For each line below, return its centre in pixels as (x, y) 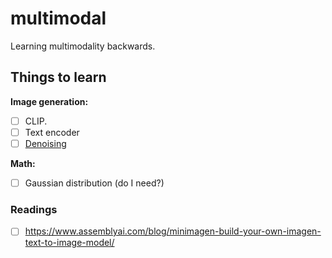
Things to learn (58, 77)
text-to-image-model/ (69, 243)
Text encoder (52, 132)
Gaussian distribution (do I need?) (94, 183)
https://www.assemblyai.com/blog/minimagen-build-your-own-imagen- (173, 231)
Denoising (45, 143)
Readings (34, 209)
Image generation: (49, 101)
